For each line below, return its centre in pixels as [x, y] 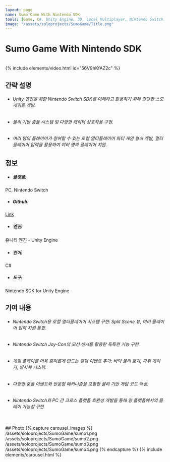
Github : [21, 202]
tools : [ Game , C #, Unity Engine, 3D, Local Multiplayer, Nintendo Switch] [86, 19]
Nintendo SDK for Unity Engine [37, 291]
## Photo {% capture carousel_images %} [49, 428]
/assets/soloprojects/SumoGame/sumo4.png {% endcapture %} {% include [84, 449]
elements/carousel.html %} [34, 454]
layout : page [19, 10]
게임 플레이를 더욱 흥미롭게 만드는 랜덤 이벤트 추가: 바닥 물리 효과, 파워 [82, 361]
